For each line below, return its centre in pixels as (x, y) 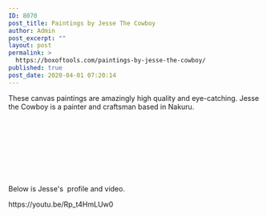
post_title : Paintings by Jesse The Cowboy (82, 23)
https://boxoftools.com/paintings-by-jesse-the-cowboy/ (111, 61)
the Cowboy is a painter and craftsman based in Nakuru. (101, 106)
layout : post (30, 46)
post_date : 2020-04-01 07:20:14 (62, 75)
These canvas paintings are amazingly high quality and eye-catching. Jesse (134, 98)
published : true (35, 68)
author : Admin (32, 30)
